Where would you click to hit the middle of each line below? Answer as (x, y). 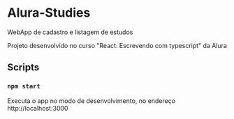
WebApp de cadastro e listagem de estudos (70, 32)
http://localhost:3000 (38, 108)
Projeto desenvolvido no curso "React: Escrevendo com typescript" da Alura (117, 45)
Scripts (23, 68)
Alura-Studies (49, 13)
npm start (24, 86)
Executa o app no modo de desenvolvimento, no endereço (92, 101)
